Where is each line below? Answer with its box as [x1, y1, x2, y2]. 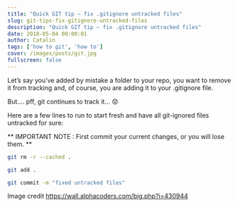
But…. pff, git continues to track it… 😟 [7, 97, 119, 106]
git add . [7, 166, 37, 174]
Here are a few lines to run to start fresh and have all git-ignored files [7, 111, 210, 119]
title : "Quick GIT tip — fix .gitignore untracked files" [7, 10, 183, 18]
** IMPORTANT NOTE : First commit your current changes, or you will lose [7, 132, 225, 140]
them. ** [7, 140, 33, 148]
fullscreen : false [7, 57, 62, 64]
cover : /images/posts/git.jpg [7, 50, 97, 57]
